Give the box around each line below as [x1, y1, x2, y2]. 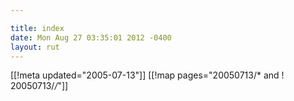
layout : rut [10, 42, 60, 52]
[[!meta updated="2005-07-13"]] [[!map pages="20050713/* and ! [10, 69, 285, 81]
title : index [10, 23, 65, 33]
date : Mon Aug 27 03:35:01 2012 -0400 [10, 32, 172, 43]
